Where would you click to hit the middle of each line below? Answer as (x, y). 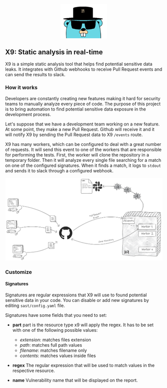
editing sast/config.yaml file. (35, 306)
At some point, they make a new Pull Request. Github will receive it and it (80, 129)
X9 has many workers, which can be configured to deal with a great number (83, 144)
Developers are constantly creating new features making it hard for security (83, 98)
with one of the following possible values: (55, 330)
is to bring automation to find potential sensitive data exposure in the (76, 109)
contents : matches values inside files (58, 356)
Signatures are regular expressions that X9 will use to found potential (76, 295)
